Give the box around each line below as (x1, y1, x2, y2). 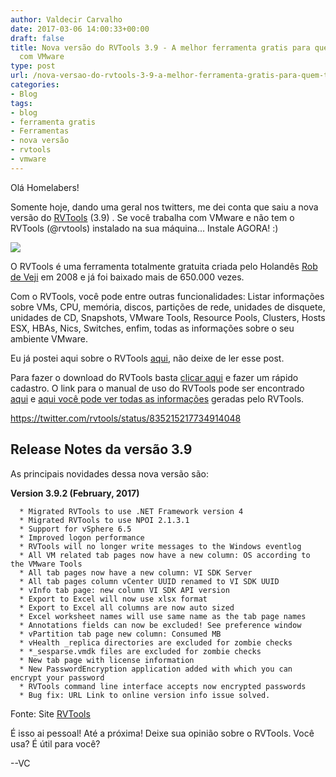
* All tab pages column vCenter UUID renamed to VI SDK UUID (19, 576, 280, 586)
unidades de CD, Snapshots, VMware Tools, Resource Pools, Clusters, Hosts (10, 311, 326, 323)
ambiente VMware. (10, 332, 88, 345)
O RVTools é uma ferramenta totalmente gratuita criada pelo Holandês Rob (10, 260, 318, 272)
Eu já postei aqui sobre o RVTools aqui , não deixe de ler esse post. (10, 352, 285, 364)
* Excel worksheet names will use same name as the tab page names (19, 611, 307, 621)
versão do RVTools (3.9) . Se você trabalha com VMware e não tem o (10, 211, 295, 223)
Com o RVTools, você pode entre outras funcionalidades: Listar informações (10, 290, 325, 302)
